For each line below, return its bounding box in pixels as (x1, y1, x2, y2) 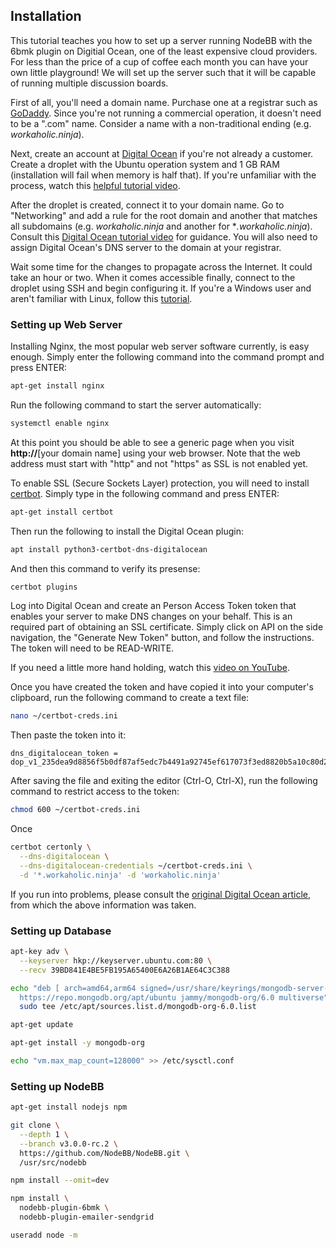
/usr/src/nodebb (19, 1157, 87, 1168)
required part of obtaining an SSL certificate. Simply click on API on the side (10, 621, 324, 633)
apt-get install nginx (10, 381, 105, 391)
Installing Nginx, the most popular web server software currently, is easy (10, 340, 310, 353)
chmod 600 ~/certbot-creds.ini (10, 805, 141, 815)
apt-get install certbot (10, 507, 114, 517)
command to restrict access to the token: (10, 785, 180, 798)
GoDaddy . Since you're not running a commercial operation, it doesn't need (10, 107, 322, 119)
